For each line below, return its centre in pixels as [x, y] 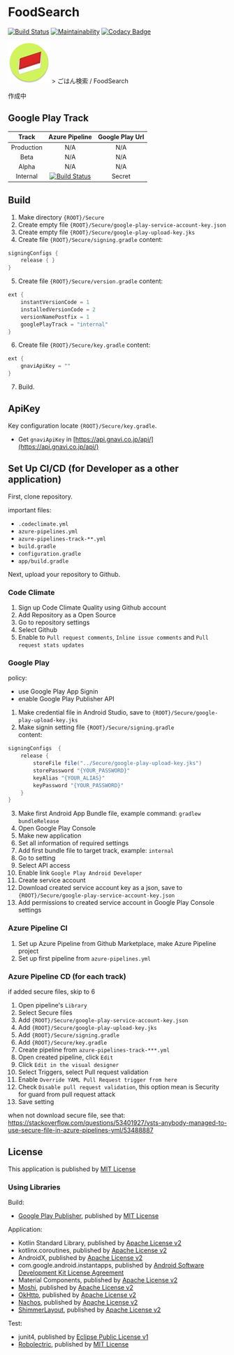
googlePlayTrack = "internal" [65, 324]
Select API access [44, 866]
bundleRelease [38, 822]
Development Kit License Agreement [71, 1272]
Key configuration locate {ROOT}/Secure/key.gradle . [82, 425]
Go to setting [37, 858]
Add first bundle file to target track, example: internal [96, 851]
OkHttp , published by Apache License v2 [77, 1295]
